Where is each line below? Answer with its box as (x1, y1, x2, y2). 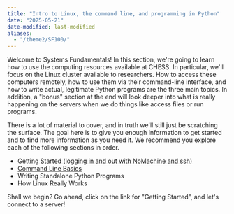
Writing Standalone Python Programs (17, 172, 124, 180)
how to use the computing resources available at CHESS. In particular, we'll (7, 63, 224, 71)
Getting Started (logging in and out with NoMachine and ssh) (17, 157, 193, 165)
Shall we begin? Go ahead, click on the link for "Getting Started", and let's (7, 193, 219, 201)
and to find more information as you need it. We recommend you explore (7, 136, 217, 144)
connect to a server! (7, 200, 66, 208)
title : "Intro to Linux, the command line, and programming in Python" (7, 10, 220, 17)
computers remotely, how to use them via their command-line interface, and (7, 78, 226, 86)
